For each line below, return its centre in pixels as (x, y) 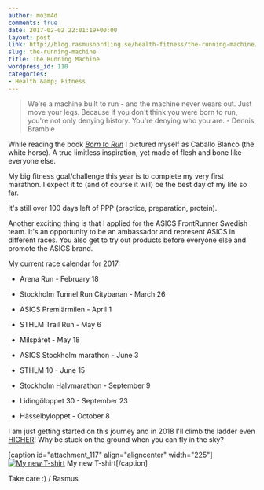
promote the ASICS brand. (51, 248)
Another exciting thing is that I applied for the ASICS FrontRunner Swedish (128, 223)
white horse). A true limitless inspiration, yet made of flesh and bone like (125, 152)
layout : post (29, 37)
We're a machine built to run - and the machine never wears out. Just (139, 104)
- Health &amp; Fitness (47, 81)
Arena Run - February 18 (59, 278)
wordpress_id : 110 (38, 67)
